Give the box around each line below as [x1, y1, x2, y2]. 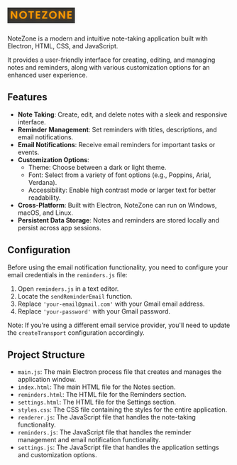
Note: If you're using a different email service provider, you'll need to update [7, 321, 231, 329]
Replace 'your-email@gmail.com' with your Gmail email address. [17, 299, 205, 308]
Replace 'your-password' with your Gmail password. [17, 306, 171, 316]
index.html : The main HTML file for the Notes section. [17, 383, 176, 391]
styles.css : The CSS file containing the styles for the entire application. [17, 405, 228, 414]
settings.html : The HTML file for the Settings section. [17, 398, 176, 407]
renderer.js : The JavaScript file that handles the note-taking [17, 413, 197, 422]
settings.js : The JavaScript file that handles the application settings [17, 443, 219, 451]
